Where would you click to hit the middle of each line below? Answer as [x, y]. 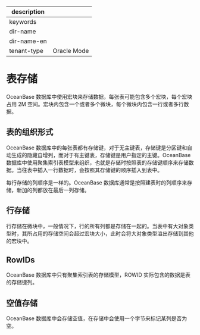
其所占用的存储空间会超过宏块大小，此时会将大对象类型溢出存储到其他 [108, 233]
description [28, 12]
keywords [23, 22]
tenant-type [26, 51]
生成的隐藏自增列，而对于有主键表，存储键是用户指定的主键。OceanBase [101, 155]
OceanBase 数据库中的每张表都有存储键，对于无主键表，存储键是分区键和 [97, 148]
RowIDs [21, 260]
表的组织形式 [30, 132]
